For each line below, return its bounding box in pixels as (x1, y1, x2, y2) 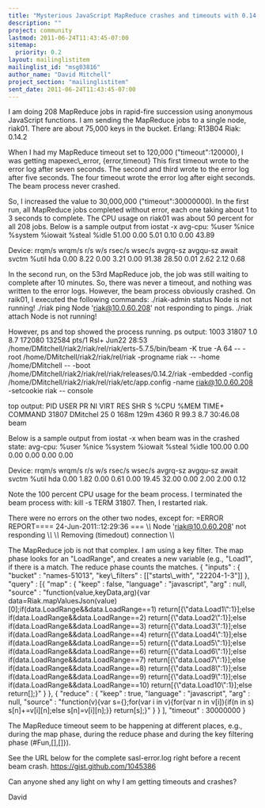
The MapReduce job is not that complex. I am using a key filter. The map (8, 546, 244, 555)
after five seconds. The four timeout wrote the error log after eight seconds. (8, 173, 256, 182)
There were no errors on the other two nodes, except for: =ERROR (8, 513, 224, 523)
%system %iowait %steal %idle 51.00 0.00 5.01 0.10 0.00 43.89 (8, 231, 215, 240)
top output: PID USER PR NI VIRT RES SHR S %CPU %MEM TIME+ (8, 401, 225, 411)
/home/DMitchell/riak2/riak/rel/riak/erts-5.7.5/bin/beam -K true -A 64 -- (8, 344, 241, 354)
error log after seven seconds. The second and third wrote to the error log (8, 164, 249, 174)
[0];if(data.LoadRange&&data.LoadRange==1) (8, 604, 157, 615)
